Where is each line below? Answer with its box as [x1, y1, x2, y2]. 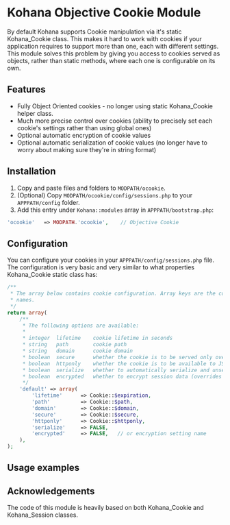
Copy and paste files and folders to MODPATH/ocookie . [16, 184, 166, 192]
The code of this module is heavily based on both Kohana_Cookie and [7, 504, 204, 512]
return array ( [7, 309, 48, 316]
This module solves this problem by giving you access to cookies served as [7, 49, 220, 58]
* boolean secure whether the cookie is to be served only [22, 354, 213, 361]
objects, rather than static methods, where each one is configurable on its [7, 56, 216, 64]
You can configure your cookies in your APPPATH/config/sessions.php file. [7, 256, 214, 265]
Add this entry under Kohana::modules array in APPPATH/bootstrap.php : [16, 206, 214, 214]
